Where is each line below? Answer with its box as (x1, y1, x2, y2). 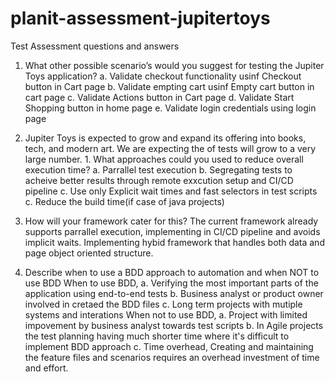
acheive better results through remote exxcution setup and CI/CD (24, 174, 294, 186)
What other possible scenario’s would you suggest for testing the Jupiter (24, 59, 325, 71)
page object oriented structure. (24, 247, 154, 259)
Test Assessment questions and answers (10, 40, 180, 52)
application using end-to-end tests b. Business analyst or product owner (24, 287, 324, 299)
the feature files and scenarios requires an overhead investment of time (24, 351, 320, 363)
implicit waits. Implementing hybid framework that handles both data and (24, 236, 325, 248)
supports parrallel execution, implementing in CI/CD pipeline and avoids (24, 225, 321, 237)
